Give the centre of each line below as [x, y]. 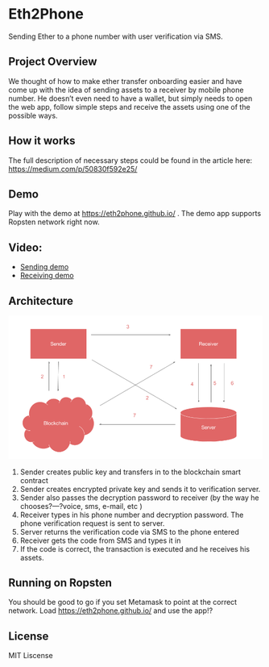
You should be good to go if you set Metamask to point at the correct [123, 602]
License [29, 636]
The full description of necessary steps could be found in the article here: [130, 160]
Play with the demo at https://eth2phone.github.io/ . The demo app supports [135, 214]
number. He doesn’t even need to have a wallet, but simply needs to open [130, 98]
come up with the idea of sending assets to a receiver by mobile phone [126, 90]
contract [34, 480]
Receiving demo [47, 276]
